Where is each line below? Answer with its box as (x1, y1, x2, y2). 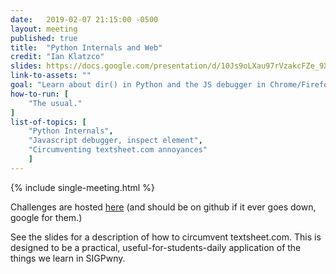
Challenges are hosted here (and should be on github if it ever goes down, (10, 201, 317, 213)
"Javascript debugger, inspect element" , (28, 136, 203, 146)
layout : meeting (10, 24, 78, 34)
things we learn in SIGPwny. (10, 252, 126, 264)
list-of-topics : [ (10, 117, 87, 127)
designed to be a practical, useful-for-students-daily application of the (10, 241, 302, 253)
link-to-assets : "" (10, 71, 92, 81)
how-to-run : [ (10, 89, 70, 99)
